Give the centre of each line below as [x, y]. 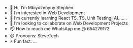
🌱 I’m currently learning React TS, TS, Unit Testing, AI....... [68, 18]
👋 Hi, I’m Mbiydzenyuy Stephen [42, 8]
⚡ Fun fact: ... [23, 41]
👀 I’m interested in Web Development [47, 13]
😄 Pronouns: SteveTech [34, 36]
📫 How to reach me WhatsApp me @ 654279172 [60, 29]
